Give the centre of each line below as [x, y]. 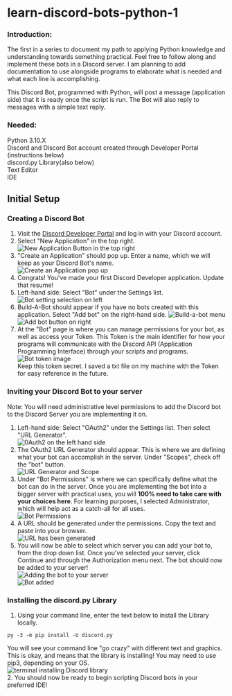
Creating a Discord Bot [46, 218]
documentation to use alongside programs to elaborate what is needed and [115, 71]
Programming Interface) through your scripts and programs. [103, 351]
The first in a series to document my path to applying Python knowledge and [116, 49]
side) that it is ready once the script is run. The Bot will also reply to [103, 100]
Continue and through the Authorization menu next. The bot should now [120, 560]
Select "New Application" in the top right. [76, 241]
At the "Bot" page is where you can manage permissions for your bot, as [121, 329]
